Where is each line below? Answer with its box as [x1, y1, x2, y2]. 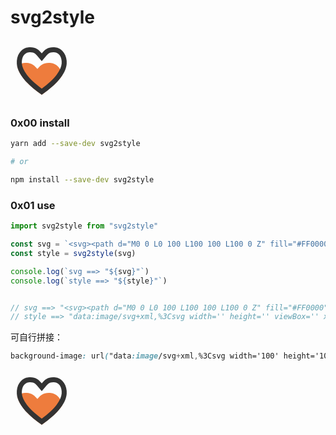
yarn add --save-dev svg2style [10, 139, 141, 149]
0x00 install [10, 116, 70, 130]
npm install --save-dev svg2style [10, 174, 155, 185]
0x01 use [10, 198, 56, 212]
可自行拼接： [10, 331, 63, 343]
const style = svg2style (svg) [10, 248, 137, 258]
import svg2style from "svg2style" [10, 221, 159, 231]
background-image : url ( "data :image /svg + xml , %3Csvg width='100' [10, 351, 280, 361]
